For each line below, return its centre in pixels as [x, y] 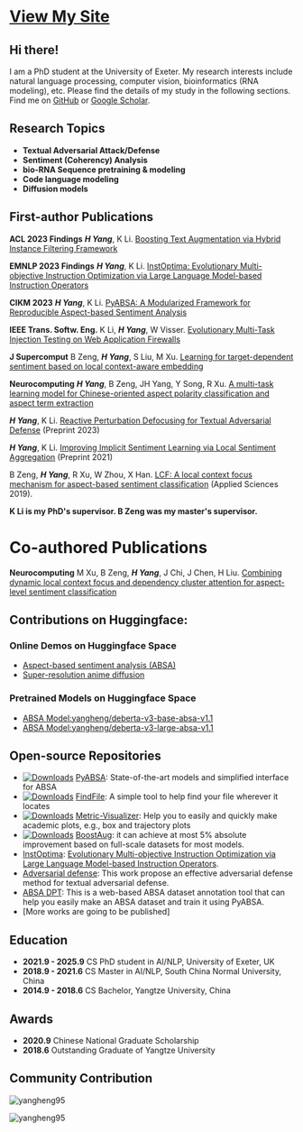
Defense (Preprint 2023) [55, 429]
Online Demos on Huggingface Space [93, 645]
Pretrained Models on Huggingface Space [103, 698]
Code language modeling [70, 179]
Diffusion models [55, 189]
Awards [32, 1019]
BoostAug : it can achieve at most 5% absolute [161, 835]
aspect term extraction [51, 402]
